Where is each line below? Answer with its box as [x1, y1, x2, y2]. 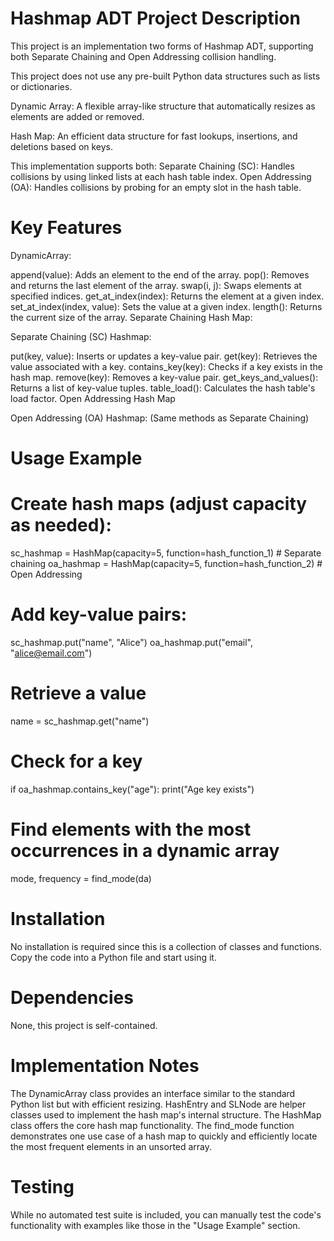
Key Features [10, 217, 123, 239]
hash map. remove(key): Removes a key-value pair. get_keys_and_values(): [10, 371, 319, 383]
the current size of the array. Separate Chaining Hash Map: [10, 311, 253, 323]
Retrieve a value [10, 682, 147, 705]
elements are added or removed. [10, 110, 145, 122]
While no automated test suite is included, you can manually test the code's [10, 1208, 322, 1221]
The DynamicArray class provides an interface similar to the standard [10, 1087, 296, 1099]
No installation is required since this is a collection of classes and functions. [10, 940, 323, 952]
